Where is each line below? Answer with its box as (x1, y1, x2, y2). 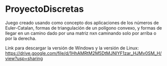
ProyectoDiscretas (5, 3, 84, 15)
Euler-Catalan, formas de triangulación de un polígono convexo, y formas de (5, 25, 162, 31)
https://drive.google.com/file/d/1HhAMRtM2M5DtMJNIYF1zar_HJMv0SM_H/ (5, 50, 162, 56)
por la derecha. (5, 35, 36, 41)
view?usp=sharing (5, 55, 43, 61)
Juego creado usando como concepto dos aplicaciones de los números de (5, 20, 159, 26)
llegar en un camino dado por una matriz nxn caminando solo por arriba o (5, 30, 157, 36)
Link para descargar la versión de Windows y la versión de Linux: (5, 45, 139, 51)
